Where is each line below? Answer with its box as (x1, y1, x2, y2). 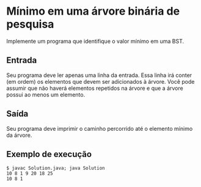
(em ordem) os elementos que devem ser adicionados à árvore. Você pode (6, 78, 195, 85)
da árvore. (6, 131, 32, 139)
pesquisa (6, 17, 54, 31)
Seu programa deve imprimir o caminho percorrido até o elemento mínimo (6, 125, 193, 132)
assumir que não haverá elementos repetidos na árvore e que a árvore (6, 84, 183, 92)
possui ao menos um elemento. (6, 90, 86, 98)
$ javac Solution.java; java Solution (6, 165, 105, 172)
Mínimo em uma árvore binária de (6, 4, 180, 18)
